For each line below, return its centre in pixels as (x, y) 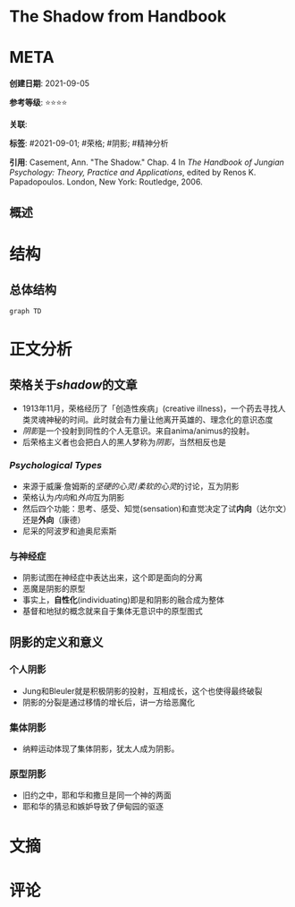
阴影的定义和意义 (56, 642)
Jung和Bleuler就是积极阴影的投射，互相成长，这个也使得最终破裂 (142, 690)
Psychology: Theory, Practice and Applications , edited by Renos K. (133, 173)
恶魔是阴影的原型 (54, 589)
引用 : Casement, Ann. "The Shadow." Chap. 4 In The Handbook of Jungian (147, 162)
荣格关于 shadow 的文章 (73, 385)
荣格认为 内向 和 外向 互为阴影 (73, 497)
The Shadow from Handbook (118, 17)
